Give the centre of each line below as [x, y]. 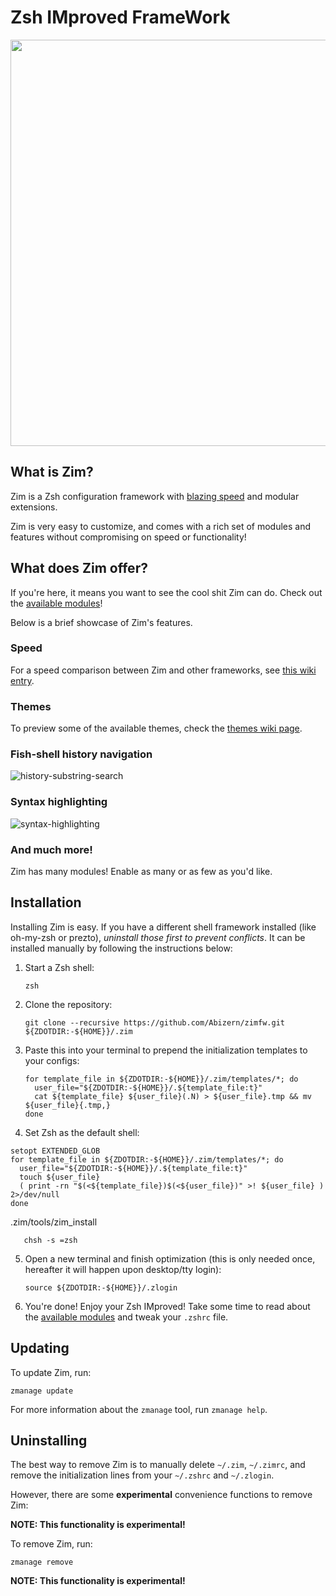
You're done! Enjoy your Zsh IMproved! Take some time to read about [167, 1306]
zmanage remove [42, 1562]
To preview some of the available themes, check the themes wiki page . [156, 728]
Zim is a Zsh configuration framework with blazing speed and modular [155, 496]
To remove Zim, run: [51, 1544]
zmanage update [42, 1391]
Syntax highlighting [59, 802]
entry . [22, 680]
